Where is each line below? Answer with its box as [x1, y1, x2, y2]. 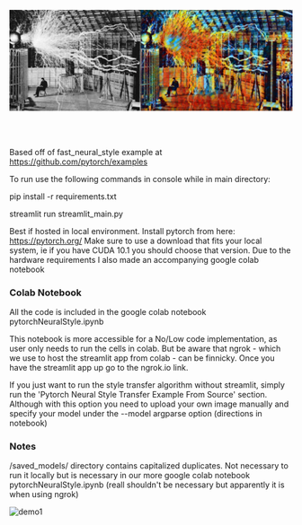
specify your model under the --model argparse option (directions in [9, 407, 262, 418]
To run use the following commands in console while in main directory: [9, 173, 271, 184]
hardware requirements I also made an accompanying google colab [9, 254, 259, 265]
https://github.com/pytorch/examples [9, 156, 148, 167]
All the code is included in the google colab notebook [9, 306, 207, 317]
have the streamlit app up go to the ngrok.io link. [9, 362, 189, 372]
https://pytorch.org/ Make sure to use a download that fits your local [9, 235, 262, 246]
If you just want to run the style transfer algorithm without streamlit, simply [9, 379, 286, 390]
